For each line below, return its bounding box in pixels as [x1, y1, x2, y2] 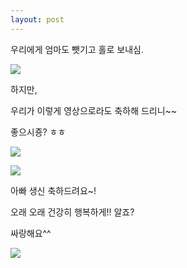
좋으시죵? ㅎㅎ [10, 126, 67, 138]
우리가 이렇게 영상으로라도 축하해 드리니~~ [10, 104, 178, 116]
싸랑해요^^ [10, 227, 52, 239]
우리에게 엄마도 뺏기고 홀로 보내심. [10, 43, 144, 55]
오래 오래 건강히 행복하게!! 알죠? [10, 206, 135, 218]
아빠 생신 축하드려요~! [10, 184, 97, 196]
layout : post [10, 14, 65, 25]
